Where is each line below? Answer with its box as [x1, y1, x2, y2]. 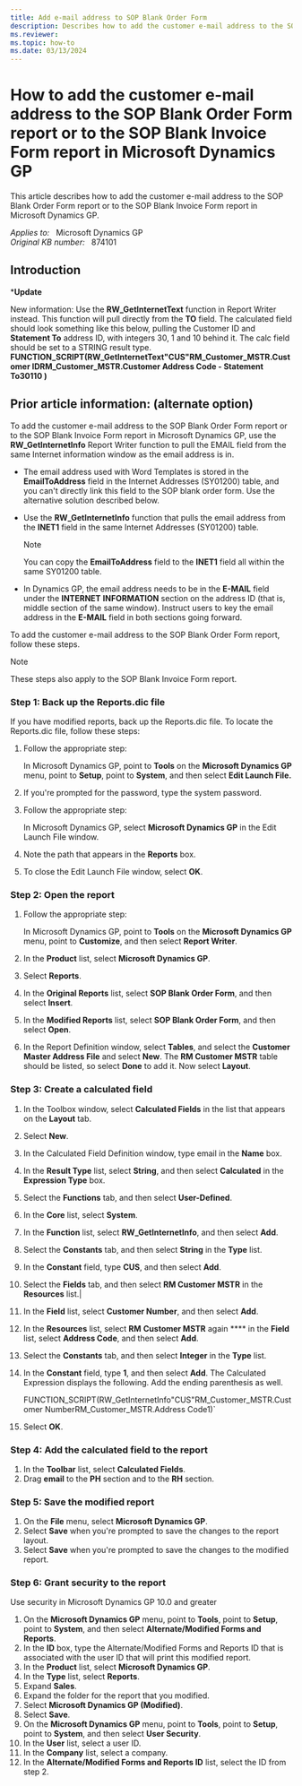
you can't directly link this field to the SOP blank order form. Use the [22, 485, 276, 496]
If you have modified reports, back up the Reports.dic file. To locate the [10, 716, 273, 727]
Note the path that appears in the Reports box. [22, 849, 196, 859]
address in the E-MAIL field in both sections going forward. [22, 611, 243, 623]
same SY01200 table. [22, 565, 102, 576]
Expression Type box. [22, 1175, 106, 1186]
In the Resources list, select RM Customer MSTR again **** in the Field [22, 1323, 290, 1333]
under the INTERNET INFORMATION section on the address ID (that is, [22, 592, 286, 603]
